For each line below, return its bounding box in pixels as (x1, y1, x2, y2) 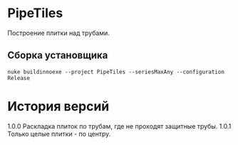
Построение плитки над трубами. (7, 29, 110, 37)
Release (7, 74, 31, 81)
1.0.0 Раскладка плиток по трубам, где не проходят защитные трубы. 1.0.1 (7, 121, 232, 130)
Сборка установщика (7, 49, 108, 61)
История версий (7, 98, 110, 114)
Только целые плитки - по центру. (7, 129, 111, 138)
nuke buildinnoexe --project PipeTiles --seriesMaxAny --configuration (7, 68, 224, 76)
